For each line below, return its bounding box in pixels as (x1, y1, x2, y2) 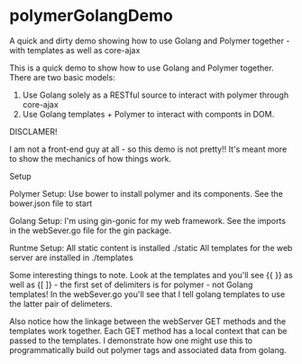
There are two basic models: (9, 71, 115, 82)
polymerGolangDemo (9, 5, 173, 26)
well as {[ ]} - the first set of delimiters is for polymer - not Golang (9, 279, 253, 290)
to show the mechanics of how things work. (9, 153, 172, 163)
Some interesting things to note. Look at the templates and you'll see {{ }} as (9, 269, 293, 280)
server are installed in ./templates (9, 252, 133, 263)
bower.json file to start (9, 198, 93, 209)
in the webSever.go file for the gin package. (9, 225, 171, 236)
